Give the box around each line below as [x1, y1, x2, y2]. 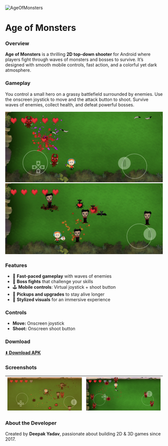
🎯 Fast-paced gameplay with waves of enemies [12, 273, 112, 279]
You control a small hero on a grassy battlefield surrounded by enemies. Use [5, 91, 163, 97]
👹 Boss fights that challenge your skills [12, 278, 93, 284]
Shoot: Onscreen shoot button [12, 326, 76, 332]
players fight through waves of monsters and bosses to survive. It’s [5, 56, 143, 62]
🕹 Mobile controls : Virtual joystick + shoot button [12, 284, 116, 290]
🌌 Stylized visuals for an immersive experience [12, 296, 111, 302]
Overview [5, 40, 29, 47]
